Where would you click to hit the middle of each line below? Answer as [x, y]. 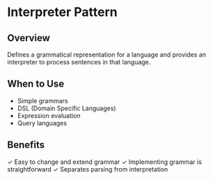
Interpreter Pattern [62, 12]
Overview [29, 38]
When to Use [36, 84]
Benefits [26, 145]
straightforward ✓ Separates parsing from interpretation [88, 169]
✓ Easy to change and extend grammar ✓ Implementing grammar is [104, 162]
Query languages [42, 123]
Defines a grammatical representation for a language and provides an [107, 54]
